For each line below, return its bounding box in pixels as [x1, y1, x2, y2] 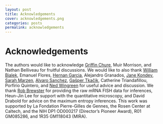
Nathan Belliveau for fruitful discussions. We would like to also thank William [5, 67, 158, 73]
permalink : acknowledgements [5, 25, 64, 30]
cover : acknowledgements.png [5, 16, 64, 21]
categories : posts [5, 20, 42, 26]
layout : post [5, 7, 32, 12]
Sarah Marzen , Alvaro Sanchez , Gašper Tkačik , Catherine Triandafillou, [5, 77, 148, 83]
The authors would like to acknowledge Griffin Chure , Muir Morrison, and [5, 62, 152, 68]
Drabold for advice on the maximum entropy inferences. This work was [5, 98, 147, 104]
